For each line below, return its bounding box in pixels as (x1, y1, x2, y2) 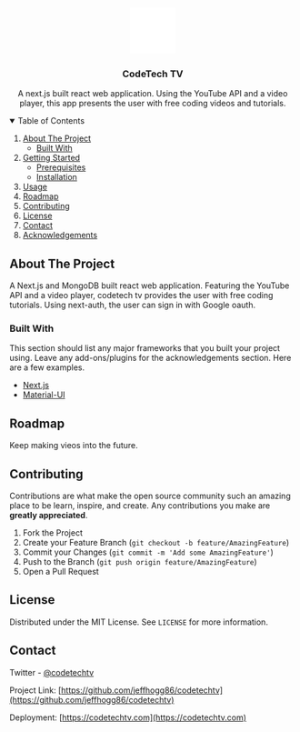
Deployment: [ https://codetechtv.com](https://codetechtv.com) (9, 712, 247, 723)
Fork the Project (22, 527, 84, 538)
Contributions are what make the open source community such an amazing (9, 490, 291, 502)
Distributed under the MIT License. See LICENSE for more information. (9, 617, 268, 627)
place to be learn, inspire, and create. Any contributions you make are (9, 500, 271, 511)
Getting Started (22, 153, 80, 164)
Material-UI (22, 389, 65, 400)
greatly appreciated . (9, 510, 88, 521)
